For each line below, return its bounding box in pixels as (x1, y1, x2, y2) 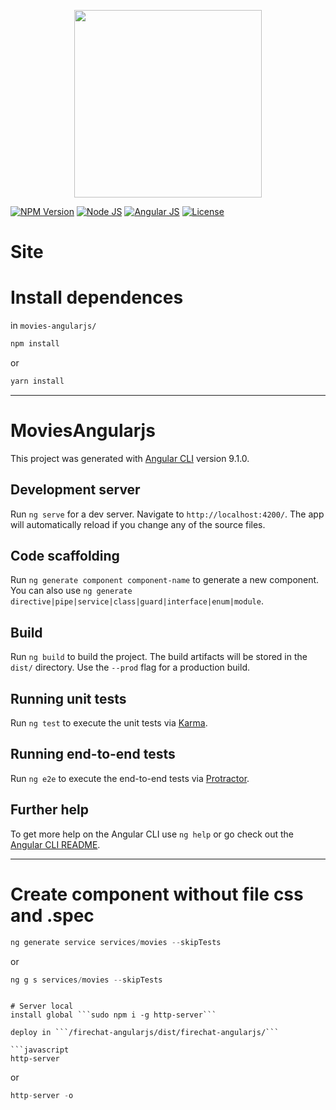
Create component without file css (10, 883, 304, 905)
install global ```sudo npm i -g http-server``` (10, 1010, 217, 1020)
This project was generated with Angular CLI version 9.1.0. (10, 452, 250, 464)
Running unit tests (10, 690, 127, 707)
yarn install (10, 376, 65, 386)
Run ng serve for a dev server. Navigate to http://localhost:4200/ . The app (10, 508, 325, 520)
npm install (10, 339, 60, 349)
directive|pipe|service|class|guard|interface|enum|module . (10, 595, 264, 607)
